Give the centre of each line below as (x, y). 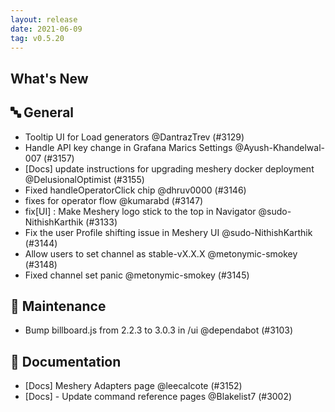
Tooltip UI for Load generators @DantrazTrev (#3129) (134, 137)
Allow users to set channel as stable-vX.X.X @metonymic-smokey (161, 253)
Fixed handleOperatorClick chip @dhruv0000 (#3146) (135, 190)
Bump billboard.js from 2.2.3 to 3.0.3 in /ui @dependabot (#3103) (159, 330)
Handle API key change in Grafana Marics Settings (128, 147)
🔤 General (42, 112)
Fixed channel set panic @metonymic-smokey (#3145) (137, 275)
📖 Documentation (66, 361)
